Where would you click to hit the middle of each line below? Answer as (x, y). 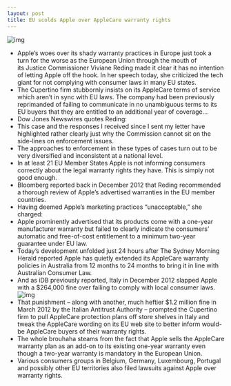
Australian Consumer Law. (54, 272)
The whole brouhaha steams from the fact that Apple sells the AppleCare (121, 338)
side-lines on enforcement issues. (65, 141)
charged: (30, 214)
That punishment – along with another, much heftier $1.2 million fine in (117, 302)
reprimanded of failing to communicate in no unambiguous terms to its (117, 104)
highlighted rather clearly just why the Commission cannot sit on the (114, 133)
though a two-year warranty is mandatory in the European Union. (110, 353)
